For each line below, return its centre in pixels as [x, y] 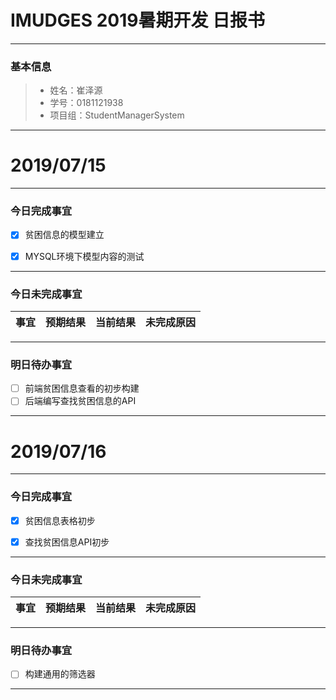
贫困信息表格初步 [60, 520]
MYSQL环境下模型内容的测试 [84, 256]
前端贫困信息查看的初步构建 [82, 388]
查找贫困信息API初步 [67, 542]
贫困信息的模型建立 [64, 235]
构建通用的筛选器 [60, 674]
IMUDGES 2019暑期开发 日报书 [138, 20]
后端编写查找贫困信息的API [80, 401]
